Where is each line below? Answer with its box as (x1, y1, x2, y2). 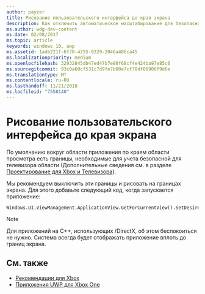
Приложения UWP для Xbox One (15, 281, 100, 288)
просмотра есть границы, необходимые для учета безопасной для (6, 154, 182, 162)
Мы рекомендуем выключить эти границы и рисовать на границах (6, 179, 181, 187)
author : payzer (6, 9, 45, 15)
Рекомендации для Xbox (15, 274, 80, 282)
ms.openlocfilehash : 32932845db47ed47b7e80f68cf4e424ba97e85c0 (6, 60, 171, 66)
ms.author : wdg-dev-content (6, 26, 78, 32)
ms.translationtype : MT (6, 72, 67, 78)
